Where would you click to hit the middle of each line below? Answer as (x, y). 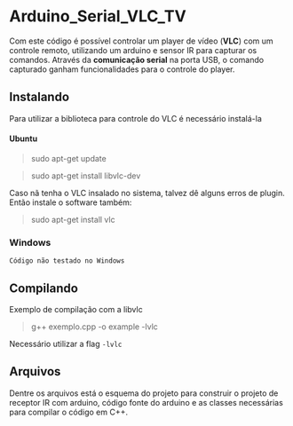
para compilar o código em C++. (69, 412)
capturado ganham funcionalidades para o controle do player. (122, 69)
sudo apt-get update (68, 158)
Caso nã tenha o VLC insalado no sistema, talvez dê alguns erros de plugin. (147, 193)
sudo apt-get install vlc (73, 219)
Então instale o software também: (71, 202)
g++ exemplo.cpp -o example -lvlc (94, 327)
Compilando (44, 288)
